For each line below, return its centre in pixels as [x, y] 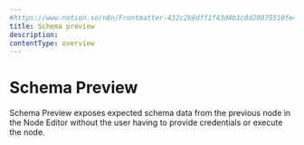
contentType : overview [52, 43]
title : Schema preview [52, 26]
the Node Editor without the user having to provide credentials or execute [146, 122]
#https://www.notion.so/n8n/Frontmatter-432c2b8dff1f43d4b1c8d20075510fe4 [153, 18]
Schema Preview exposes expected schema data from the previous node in [150, 113]
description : [34, 34]
